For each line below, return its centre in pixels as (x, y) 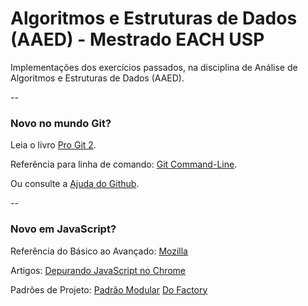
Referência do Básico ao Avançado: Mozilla (99, 251)
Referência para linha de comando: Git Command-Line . (124, 164)
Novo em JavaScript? (63, 229)
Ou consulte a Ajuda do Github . (75, 184)
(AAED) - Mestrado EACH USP (137, 39)
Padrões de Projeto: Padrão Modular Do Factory (109, 289)
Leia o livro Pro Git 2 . (53, 145)
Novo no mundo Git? (61, 123)
